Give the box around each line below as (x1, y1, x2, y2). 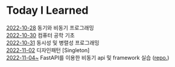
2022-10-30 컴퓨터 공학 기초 (6, 31, 75, 39)
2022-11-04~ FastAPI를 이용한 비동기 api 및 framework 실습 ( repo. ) (6, 54, 170, 61)
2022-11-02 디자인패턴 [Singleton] (6, 46, 90, 54)
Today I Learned (6, 4, 89, 17)
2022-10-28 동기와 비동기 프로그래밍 (6, 24, 95, 31)
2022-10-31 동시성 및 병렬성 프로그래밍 (6, 39, 100, 46)
